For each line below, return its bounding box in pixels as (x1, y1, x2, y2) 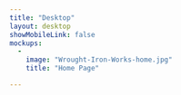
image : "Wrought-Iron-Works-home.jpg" (25, 55, 173, 64)
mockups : (9, 38, 43, 48)
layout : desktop (9, 22, 71, 31)
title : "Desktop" (9, 13, 75, 23)
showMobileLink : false (9, 30, 96, 39)
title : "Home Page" (25, 64, 100, 73)
